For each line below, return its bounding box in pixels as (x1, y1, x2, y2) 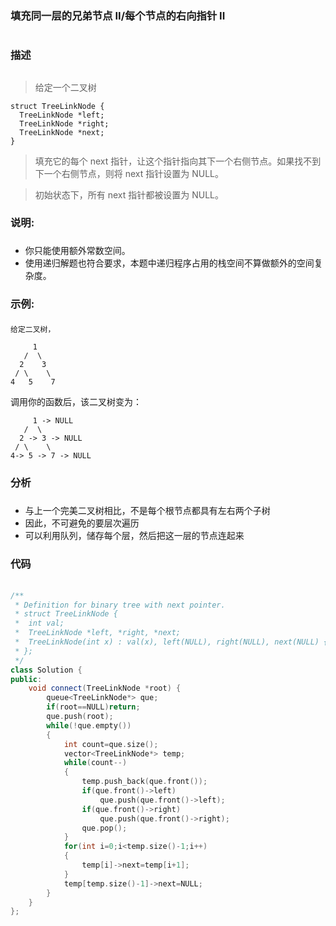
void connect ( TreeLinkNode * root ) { (28, 683, 182, 694)
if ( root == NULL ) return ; (46, 702, 141, 712)
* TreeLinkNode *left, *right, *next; (14, 628, 182, 638)
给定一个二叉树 (34, 81, 97, 93)
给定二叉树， (10, 324, 56, 334)
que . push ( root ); (46, 712, 114, 722)
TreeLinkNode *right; (19, 118, 110, 129)
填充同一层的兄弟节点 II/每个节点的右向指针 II (10, 8, 226, 22)
